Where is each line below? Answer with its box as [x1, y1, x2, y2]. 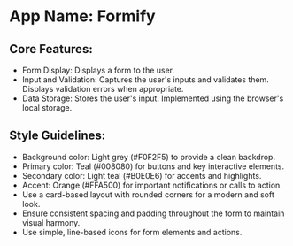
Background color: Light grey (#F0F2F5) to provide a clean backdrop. [21, 151, 276, 162]
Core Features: [9, 42, 93, 57]
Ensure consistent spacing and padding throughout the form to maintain [21, 208, 285, 219]
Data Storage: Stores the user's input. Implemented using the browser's [21, 93, 284, 104]
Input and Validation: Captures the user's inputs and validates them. [21, 74, 270, 85]
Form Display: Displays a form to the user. [21, 65, 175, 75]
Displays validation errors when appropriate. [21, 84, 184, 94]
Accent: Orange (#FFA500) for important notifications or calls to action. [21, 180, 283, 190]
